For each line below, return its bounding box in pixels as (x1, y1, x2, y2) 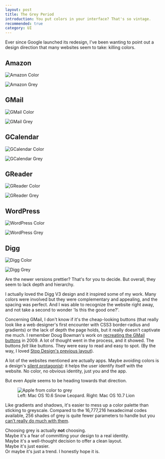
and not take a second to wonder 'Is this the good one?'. (5, 307, 120, 313)
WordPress (5, 207, 41, 215)
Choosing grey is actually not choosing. (5, 427, 86, 433)
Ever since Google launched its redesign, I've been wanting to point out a (5, 39, 154, 45)
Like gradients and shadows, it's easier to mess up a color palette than (5, 402, 149, 408)
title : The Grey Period (5, 12, 54, 17)
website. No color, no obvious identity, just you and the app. (5, 368, 127, 374)
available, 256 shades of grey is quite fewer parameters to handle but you (5, 413, 155, 418)
